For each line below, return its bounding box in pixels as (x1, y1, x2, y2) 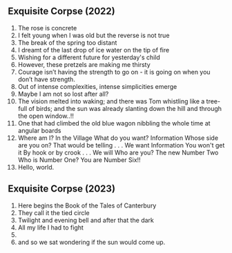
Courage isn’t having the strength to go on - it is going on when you (17, 68, 211, 76)
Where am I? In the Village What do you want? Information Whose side (17, 134, 219, 142)
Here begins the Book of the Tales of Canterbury (17, 201, 157, 210)
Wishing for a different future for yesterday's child (17, 53, 161, 61)
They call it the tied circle (17, 208, 90, 216)
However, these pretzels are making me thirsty (17, 60, 151, 68)
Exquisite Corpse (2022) (8, 6, 116, 17)
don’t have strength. (17, 75, 75, 83)
